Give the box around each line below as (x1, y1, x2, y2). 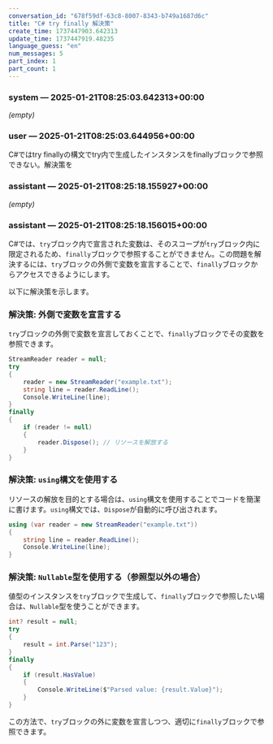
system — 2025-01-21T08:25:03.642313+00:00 (8, 91, 205, 102)
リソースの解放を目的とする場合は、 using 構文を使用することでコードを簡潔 (8, 494, 262, 504)
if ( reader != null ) (23, 423, 93, 431)
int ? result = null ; (8, 618, 79, 626)
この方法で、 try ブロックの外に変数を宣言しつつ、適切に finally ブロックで (8, 716, 258, 726)
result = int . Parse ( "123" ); (23, 641, 118, 649)
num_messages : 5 (8, 50, 63, 58)
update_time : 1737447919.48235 (8, 34, 115, 43)
